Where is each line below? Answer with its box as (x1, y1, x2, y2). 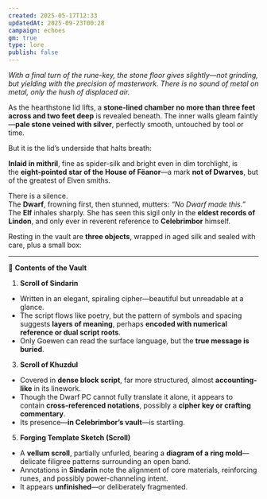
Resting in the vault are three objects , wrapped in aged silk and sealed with (8, 232, 256, 241)
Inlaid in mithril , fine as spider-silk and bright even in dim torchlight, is (8, 159, 238, 168)
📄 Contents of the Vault (8, 263, 87, 273)
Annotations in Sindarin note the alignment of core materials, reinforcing (19, 466, 257, 474)
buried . (19, 345, 45, 354)
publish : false (8, 48, 59, 56)
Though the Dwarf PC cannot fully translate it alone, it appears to (19, 393, 233, 401)
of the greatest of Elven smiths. (8, 176, 111, 185)
